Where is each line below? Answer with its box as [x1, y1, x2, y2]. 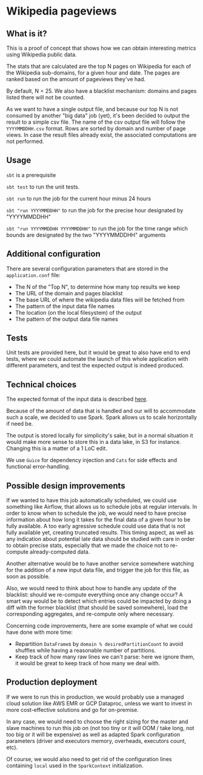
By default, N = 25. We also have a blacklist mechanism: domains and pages [6, 87, 197, 95]
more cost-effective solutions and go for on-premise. [6, 706, 139, 713]
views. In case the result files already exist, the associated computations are [6, 132, 197, 138]
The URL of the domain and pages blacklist [15, 289, 123, 297]
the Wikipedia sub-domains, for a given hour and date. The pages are [6, 69, 180, 76]
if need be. [6, 420, 33, 428]
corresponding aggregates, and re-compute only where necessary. [6, 611, 175, 618]
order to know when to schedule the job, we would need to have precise [6, 509, 187, 517]
